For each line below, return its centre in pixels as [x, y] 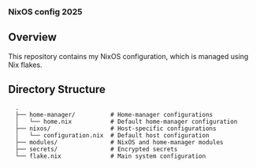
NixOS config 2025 [45, 12]
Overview [33, 37]
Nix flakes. [25, 65]
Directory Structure [57, 90]
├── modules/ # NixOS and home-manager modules [119, 142]
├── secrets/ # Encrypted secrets [96, 149]
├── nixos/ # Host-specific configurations [116, 129]
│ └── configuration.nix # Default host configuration [113, 135]
